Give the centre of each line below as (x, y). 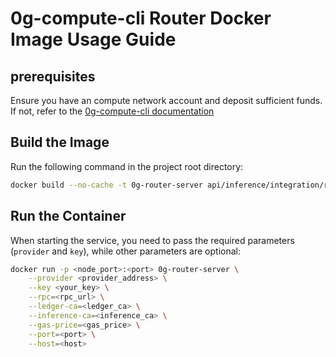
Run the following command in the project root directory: (127, 166)
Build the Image (60, 142)
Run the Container (68, 216)
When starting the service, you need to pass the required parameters (152, 240)
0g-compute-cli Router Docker (141, 18)
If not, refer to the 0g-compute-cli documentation (112, 111)
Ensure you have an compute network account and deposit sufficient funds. (166, 100)
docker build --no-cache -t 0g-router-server (106, 185)
